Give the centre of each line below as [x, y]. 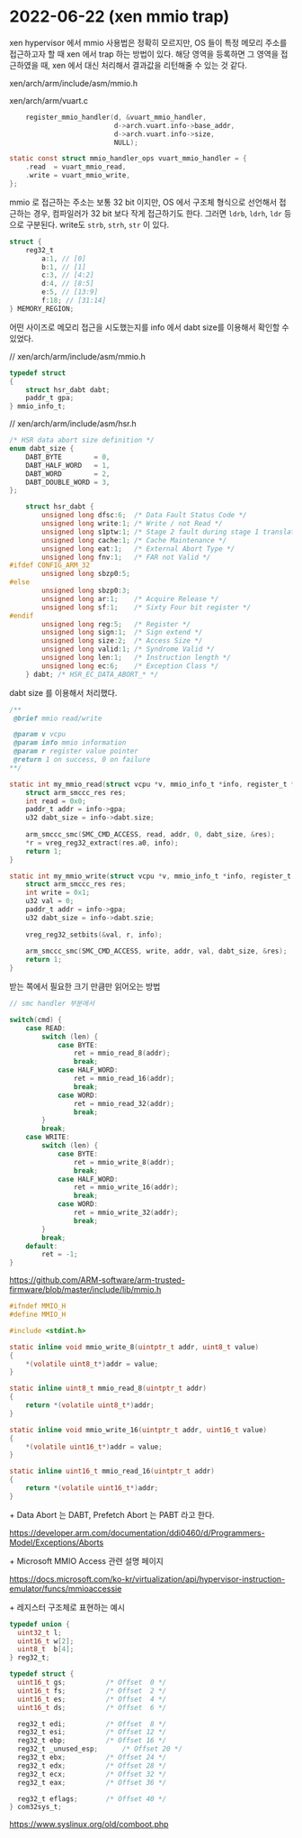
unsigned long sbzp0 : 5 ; [86, 574]
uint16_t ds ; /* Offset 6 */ [92, 1707]
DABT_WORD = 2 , [68, 474]
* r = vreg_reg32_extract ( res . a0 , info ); [102, 843]
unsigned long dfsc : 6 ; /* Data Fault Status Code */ [144, 516]
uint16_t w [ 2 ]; [46, 1641]
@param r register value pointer [76, 751]
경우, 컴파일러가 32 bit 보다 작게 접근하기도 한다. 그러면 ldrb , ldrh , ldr [158, 213]
